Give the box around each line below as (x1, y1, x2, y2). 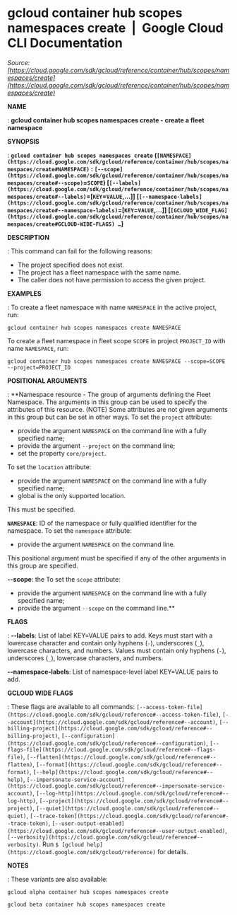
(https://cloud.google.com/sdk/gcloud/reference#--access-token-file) (7, 711, 219, 718)
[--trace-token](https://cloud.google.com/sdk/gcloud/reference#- (29, 812, 229, 819)
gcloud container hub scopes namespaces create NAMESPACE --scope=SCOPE (7, 357, 226, 365)
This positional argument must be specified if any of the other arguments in (7, 553, 226, 562)
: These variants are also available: (7, 875, 108, 883)
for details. (157, 847, 189, 856)
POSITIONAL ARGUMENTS (7, 376, 87, 385)
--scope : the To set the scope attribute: (7, 575, 121, 583)
